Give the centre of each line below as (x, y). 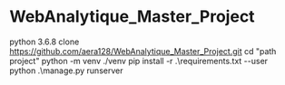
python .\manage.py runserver (66, 71)
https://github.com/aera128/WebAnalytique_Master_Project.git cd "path (143, 51)
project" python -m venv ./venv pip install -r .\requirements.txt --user (139, 61)
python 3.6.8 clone (44, 42)
